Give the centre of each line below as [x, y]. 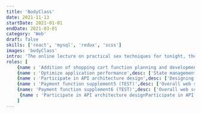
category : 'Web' [26, 34]
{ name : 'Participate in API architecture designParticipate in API [107, 95]
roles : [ [17, 62]
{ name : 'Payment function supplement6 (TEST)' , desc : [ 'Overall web [103, 90]
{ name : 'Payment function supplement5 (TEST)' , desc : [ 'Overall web [104, 84]
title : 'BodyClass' [31, 12]
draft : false [22, 39]
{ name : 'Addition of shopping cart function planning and [92, 67]
